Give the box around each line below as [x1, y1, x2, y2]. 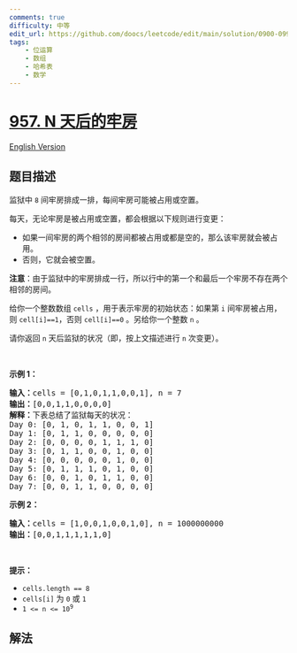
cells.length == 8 [21, 584, 90, 593]
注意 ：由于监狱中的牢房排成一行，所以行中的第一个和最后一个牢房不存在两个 [9, 273, 288, 283]
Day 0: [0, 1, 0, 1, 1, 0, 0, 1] [9, 419, 155, 429]
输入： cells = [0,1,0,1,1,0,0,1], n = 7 [9, 388, 182, 398]
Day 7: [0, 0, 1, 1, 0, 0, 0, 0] [9, 481, 155, 491]
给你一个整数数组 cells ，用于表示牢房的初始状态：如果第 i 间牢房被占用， [9, 303, 282, 313]
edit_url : [9, 29, 46, 38]
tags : [9, 37, 29, 47]
